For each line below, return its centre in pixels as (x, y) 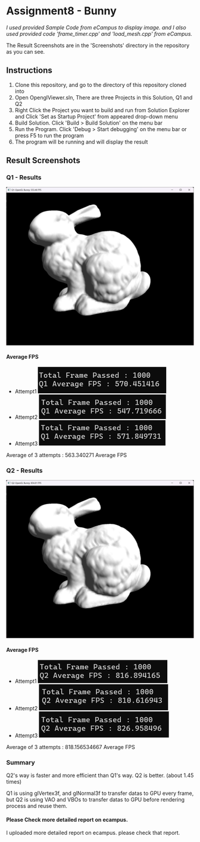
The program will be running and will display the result (81, 142)
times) (14, 781)
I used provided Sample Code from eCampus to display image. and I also (96, 27)
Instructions (29, 71)
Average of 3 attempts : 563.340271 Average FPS (67, 455)
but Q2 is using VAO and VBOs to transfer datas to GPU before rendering (96, 799)
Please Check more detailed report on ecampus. (67, 819)
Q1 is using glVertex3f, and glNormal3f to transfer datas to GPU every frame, (100, 793)
